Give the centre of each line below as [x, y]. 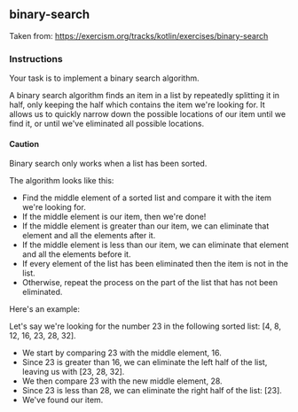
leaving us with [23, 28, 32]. [73, 372]
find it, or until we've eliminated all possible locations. [107, 124]
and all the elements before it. [76, 254]
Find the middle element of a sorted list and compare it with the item [147, 198]
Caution [24, 144]
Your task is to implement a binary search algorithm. [104, 78]
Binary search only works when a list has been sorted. [108, 164]
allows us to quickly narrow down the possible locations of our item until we [148, 114]
